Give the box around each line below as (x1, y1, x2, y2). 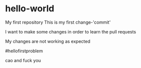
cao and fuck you (5, 57, 41, 63)
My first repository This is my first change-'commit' (5, 19, 111, 25)
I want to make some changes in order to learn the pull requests (5, 29, 136, 34)
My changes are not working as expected (5, 38, 91, 44)
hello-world (5, 3, 55, 14)
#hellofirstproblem (5, 48, 43, 54)
